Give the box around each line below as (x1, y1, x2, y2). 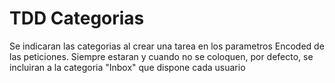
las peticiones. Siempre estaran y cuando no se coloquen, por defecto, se (9, 50, 314, 62)
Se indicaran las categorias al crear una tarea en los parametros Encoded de (9, 40, 325, 52)
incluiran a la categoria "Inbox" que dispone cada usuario (9, 61, 246, 73)
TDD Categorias (9, 7, 145, 30)
